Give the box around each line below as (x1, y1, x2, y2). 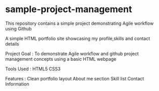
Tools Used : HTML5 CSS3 (5, 66, 61, 72)
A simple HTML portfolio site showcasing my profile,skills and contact (5, 35, 150, 41)
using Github (5, 25, 32, 31)
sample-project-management (5, 4, 132, 15)
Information (5, 81, 29, 87)
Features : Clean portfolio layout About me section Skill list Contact (5, 75, 144, 81)
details (5, 40, 19, 47)
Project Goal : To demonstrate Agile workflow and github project (5, 51, 139, 57)
